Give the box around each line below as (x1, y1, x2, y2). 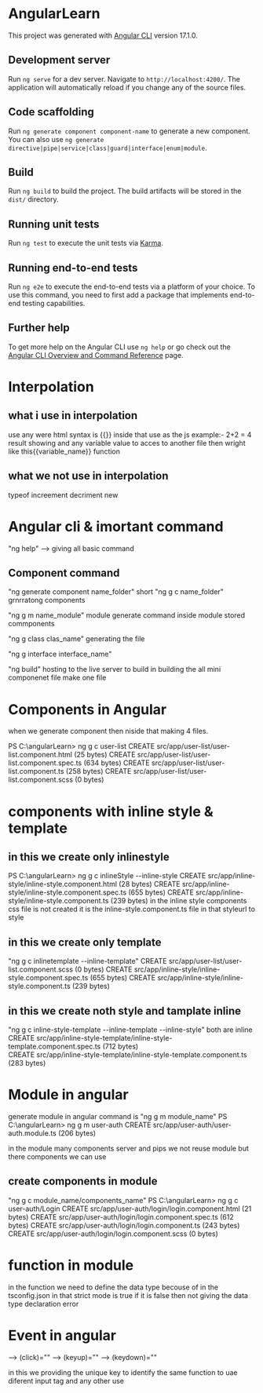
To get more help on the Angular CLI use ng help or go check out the (8, 342, 231, 352)
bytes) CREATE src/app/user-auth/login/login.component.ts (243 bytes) (8, 1220, 240, 1230)
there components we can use (8, 1151, 107, 1161)
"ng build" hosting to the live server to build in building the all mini (8, 665, 221, 674)
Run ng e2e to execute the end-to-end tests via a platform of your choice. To (8, 282, 256, 291)
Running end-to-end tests (8, 261, 138, 275)
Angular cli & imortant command (8, 517, 224, 535)
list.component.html (8, 750, 73, 760)
